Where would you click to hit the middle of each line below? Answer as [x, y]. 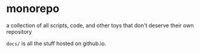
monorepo [33, 9]
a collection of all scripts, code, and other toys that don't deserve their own [100, 25]
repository [19, 31]
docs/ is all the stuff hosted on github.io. [56, 43]
